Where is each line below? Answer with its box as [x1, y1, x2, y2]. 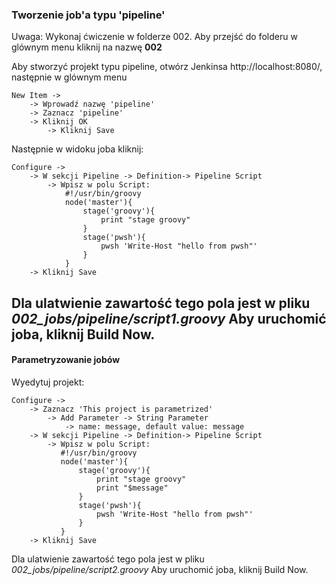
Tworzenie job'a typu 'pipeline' [11, 8, 166, 22]
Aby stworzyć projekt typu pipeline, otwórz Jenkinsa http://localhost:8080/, [11, 61, 323, 73]
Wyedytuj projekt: [11, 376, 85, 388]
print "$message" [96, 483, 169, 493]
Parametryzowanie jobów [11, 354, 121, 366]
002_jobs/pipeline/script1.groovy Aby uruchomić [11, 310, 327, 327]
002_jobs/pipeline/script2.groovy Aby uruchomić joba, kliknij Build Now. [11, 563, 309, 575]
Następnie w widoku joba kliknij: [11, 143, 144, 155]
